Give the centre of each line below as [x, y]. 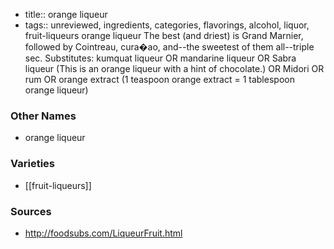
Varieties [32, 164]
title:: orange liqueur [66, 14]
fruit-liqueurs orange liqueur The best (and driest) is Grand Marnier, [164, 35]
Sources [31, 211]
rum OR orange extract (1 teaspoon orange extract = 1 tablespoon [159, 79]
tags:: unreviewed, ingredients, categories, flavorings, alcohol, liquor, [167, 25]
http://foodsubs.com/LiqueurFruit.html [103, 233]
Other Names [43, 116]
